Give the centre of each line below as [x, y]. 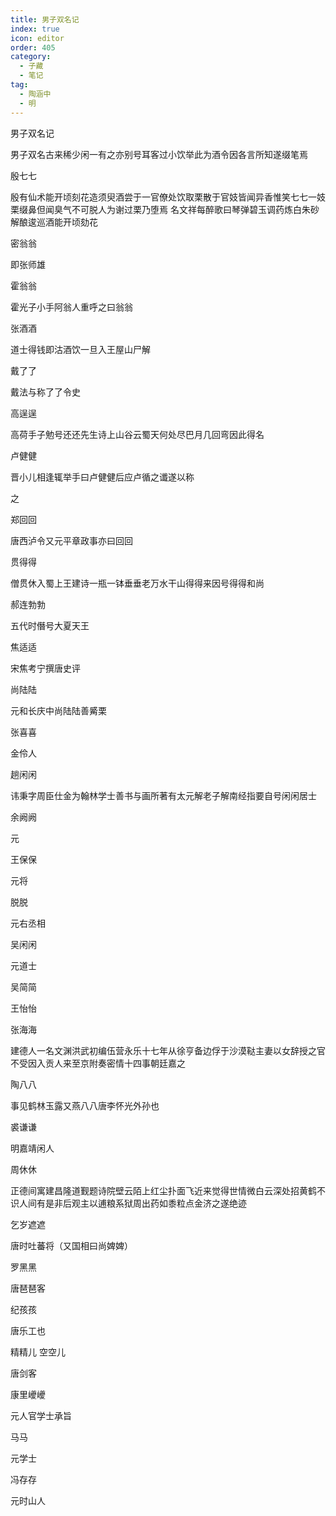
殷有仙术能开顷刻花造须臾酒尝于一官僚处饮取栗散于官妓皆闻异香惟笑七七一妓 [168, 197]
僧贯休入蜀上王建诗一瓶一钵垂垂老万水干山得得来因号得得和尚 [137, 583]
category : [31, 57]
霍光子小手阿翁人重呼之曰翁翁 [71, 307]
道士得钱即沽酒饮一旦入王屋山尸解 [80, 349]
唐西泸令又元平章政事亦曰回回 [71, 540]
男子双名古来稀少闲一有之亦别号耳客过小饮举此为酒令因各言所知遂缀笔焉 [159, 154]
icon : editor [37, 38]
